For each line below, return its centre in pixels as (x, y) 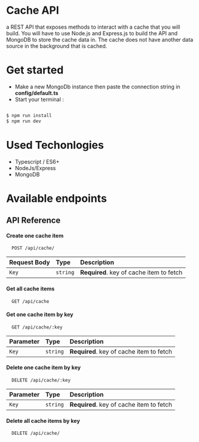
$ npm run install (29, 115)
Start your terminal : (39, 99)
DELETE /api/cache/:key (41, 380)
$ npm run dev (24, 121)
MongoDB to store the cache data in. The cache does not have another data (100, 39)
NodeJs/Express (35, 168)
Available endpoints (57, 198)
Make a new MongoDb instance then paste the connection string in (97, 87)
